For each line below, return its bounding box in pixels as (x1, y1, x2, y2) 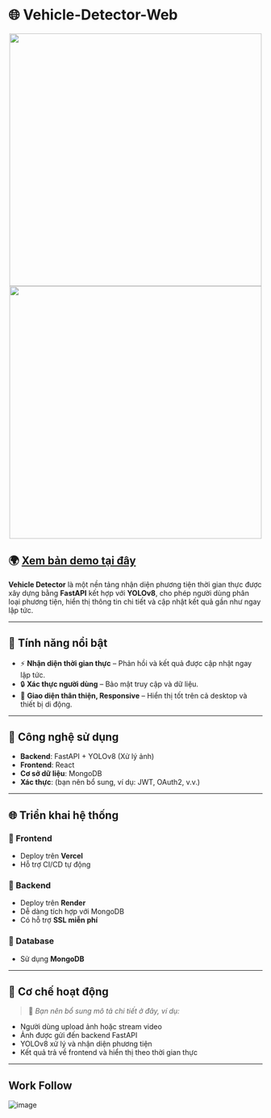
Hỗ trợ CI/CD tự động (19, 859, 91, 870)
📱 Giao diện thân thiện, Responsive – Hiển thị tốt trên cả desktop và (19, 690, 248, 700)
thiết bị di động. (19, 699, 73, 709)
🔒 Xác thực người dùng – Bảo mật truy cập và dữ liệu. (19, 679, 199, 689)
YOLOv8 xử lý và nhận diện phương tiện (19, 1039, 152, 1048)
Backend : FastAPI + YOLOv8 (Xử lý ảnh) (19, 752, 155, 762)
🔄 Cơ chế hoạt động (8, 985, 109, 999)
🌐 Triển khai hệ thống (8, 808, 119, 822)
